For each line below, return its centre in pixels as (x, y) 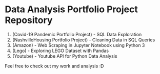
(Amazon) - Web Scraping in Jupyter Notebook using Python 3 (78, 45)
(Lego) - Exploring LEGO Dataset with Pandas (60, 51)
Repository (29, 20)
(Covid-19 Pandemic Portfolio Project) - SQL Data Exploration (77, 34)
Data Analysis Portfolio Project (71, 9)
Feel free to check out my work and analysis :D (54, 66)
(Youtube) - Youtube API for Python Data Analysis (65, 56)
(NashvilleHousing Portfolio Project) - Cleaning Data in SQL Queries (84, 40)
